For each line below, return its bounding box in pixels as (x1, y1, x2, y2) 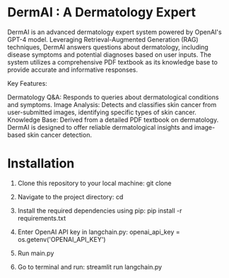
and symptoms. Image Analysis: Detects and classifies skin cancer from (7, 100, 217, 109)
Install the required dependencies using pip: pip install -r (17, 206, 182, 215)
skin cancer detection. (27, 130, 92, 139)
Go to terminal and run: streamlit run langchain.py (17, 262, 163, 271)
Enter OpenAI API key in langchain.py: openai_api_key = (17, 228, 180, 236)
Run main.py (17, 249, 54, 257)
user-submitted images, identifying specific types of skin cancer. (7, 108, 196, 116)
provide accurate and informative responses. (7, 65, 139, 74)
